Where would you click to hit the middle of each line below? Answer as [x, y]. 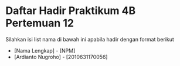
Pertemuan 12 [40, 23]
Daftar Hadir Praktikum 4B [71, 11]
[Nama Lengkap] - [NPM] [45, 50]
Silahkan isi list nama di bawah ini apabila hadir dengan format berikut [90, 39]
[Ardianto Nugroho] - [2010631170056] [61, 57]
